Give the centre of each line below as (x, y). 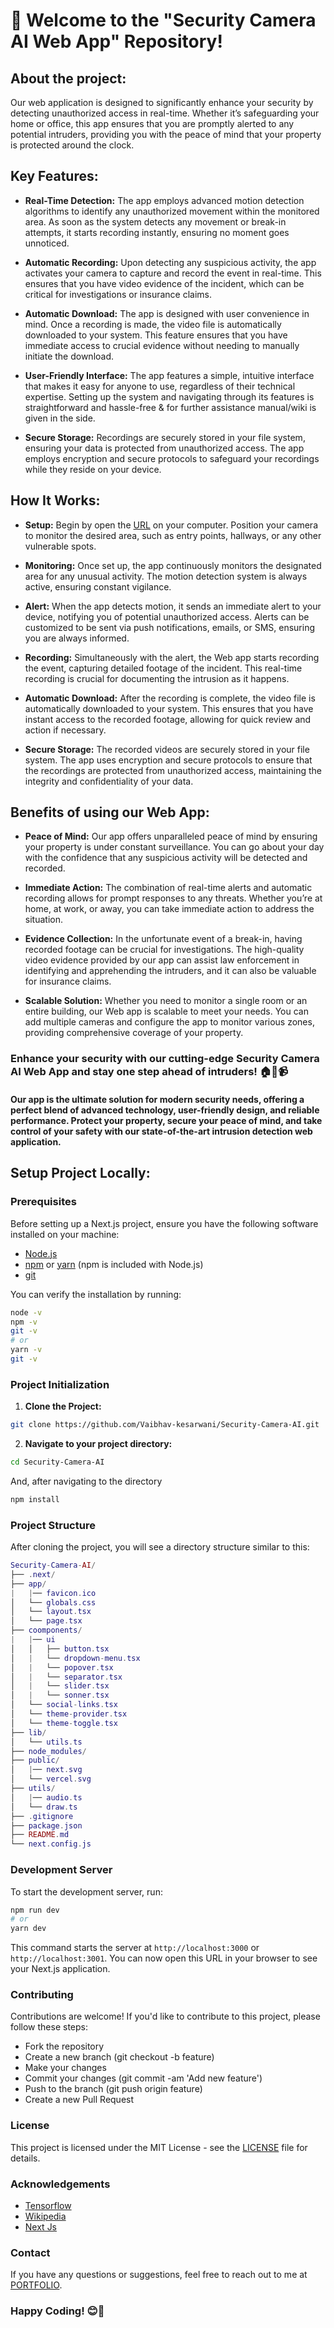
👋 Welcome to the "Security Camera (163, 20)
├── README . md (40, 1835)
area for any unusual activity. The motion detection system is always (166, 576)
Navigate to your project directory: (98, 1444)
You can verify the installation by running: (96, 1294)
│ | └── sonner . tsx (60, 1695)
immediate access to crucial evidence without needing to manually (162, 345)
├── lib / (28, 1732)
